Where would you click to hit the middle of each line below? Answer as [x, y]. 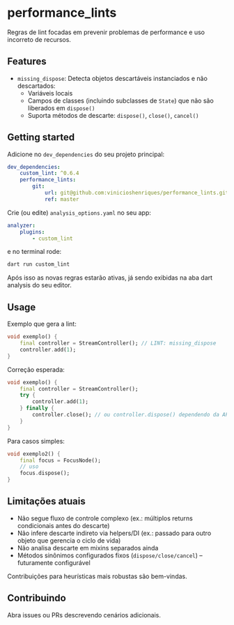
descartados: [36, 86]
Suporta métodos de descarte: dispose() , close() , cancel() [113, 115]
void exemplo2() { [34, 454]
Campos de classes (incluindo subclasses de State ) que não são [120, 100]
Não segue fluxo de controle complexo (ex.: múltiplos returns [105, 518]
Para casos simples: [36, 441]
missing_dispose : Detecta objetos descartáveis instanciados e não [112, 78]
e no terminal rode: [34, 252]
